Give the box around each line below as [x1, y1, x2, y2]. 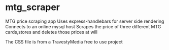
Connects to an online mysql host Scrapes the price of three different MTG [5, 23, 161, 29]
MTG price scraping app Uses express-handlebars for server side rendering [5, 18, 164, 24]
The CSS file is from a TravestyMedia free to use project [5, 38, 123, 44]
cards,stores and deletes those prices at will [5, 29, 98, 35]
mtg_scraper [5, 2, 60, 13]
